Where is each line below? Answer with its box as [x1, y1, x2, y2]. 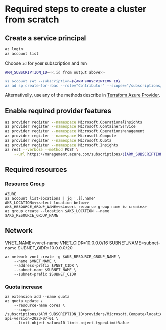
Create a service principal [5, 34, 86, 42]
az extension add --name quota [5, 294, 70, 299]
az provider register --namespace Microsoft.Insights [5, 142, 119, 148]
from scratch [5, 14, 59, 25]
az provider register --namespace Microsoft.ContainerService [5, 124, 136, 129]
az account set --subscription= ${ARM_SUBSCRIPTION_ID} [5, 79, 121, 83]
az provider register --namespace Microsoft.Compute [5, 133, 116, 138]
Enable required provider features [5, 106, 111, 115]
